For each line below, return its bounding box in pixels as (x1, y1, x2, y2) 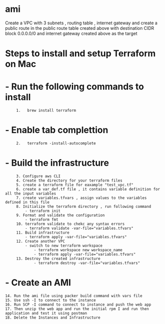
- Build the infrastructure (5, 157, 109, 169)
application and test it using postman (5, 311, 87, 316)
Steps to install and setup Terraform (5, 48, 156, 59)
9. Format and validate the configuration (16, 212, 105, 218)
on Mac (5, 59, 37, 70)
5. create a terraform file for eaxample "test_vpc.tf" (16, 182, 134, 187)
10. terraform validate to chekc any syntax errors (16, 221, 125, 226)
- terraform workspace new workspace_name (34, 247, 123, 253)
